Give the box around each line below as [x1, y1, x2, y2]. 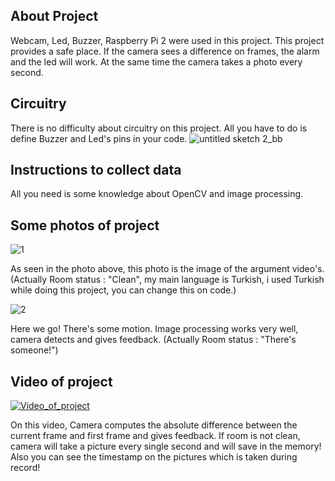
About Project [10, 8, 99, 25]
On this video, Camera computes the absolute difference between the [10, 419, 298, 431]
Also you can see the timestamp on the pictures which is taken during [10, 451, 298, 463]
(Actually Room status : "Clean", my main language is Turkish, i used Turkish [10, 274, 325, 286]
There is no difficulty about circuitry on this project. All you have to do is [10, 122, 308, 134]
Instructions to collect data [10, 162, 182, 179]
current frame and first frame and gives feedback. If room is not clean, [10, 430, 301, 442]
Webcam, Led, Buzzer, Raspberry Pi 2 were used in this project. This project [10, 34, 325, 46]
